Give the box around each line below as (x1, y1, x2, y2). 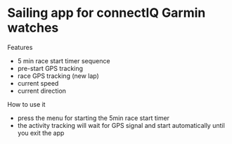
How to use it (7, 100, 46, 108)
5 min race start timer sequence (17, 56, 110, 65)
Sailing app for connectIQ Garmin (7, 5, 206, 21)
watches (7, 20, 59, 36)
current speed (17, 79, 59, 87)
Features (7, 43, 33, 51)
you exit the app (17, 129, 65, 137)
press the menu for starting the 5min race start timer (17, 114, 170, 122)
